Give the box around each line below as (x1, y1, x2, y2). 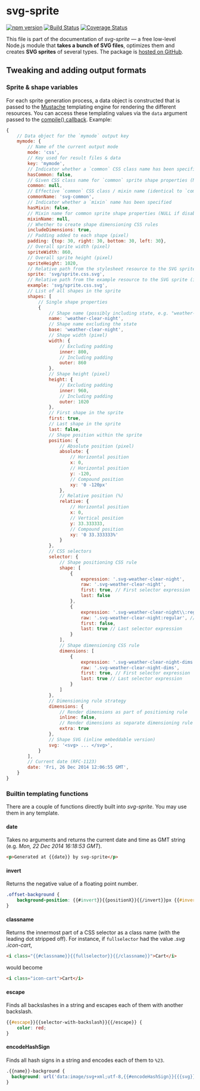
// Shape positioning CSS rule (59, 559, 137, 565)
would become (6, 964, 43, 971)
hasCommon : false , (27, 172, 73, 178)
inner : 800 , (59, 349, 89, 355)
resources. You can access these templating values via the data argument (6, 109, 187, 117)
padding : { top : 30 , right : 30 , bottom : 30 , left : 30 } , (27, 238, 167, 244)
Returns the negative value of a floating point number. (6, 880, 139, 887)
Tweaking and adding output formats (6, 66, 147, 76)
